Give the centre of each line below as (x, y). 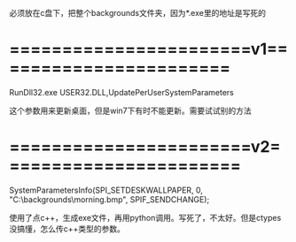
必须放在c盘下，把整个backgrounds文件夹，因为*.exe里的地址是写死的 (137, 13)
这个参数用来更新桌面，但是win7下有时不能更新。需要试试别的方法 (131, 110)
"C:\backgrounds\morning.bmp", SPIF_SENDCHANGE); (109, 199)
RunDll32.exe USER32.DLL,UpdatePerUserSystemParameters (122, 92)
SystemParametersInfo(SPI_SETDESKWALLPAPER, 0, (106, 190)
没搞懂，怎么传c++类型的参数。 (67, 229)
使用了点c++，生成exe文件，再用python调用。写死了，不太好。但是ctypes (145, 217)
